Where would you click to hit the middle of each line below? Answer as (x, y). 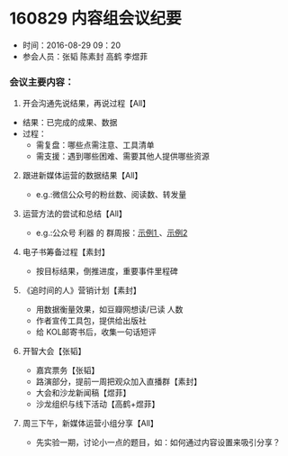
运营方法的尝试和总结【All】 (75, 214)
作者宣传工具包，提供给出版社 (91, 321)
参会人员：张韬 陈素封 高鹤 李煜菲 (85, 56)
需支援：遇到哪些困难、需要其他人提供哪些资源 (122, 156)
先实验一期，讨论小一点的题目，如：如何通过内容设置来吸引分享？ (158, 442)
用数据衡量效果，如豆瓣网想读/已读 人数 (109, 310)
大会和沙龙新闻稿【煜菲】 (83, 393)
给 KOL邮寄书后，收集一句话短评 (96, 332)
